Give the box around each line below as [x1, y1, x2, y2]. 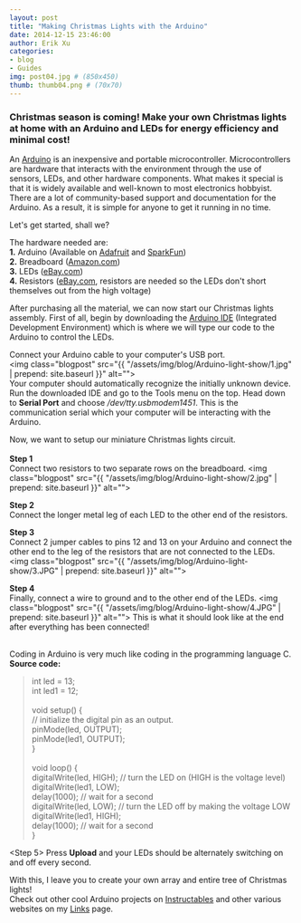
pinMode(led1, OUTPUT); [31, 733, 126, 744]
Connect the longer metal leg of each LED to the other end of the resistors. [9, 509, 288, 520]
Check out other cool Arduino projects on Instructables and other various [9, 893, 282, 904]
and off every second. [9, 857, 92, 868]
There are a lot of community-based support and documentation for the [9, 192, 277, 203]
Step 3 [9, 526, 34, 537]
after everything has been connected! [9, 621, 150, 632]
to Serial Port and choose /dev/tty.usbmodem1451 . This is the [9, 397, 239, 408]
